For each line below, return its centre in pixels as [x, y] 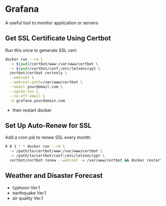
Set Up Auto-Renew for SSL [48, 125]
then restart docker [32, 110]
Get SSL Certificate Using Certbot [58, 38]
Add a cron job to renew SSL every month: [48, 137]
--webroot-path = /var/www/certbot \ [46, 82]
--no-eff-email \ [27, 96]
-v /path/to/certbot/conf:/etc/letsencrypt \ [57, 156]
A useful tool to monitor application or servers [52, 23]
